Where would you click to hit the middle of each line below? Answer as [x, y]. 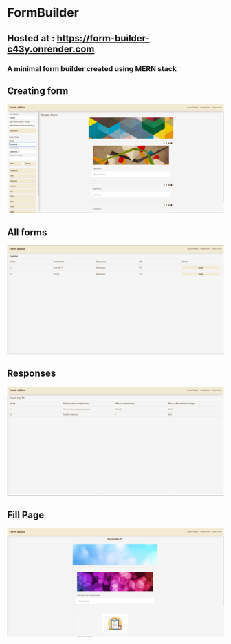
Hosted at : [31, 38]
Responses [32, 374]
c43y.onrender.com [51, 49]
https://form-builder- [103, 38]
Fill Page [26, 515]
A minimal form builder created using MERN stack [92, 68]
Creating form [38, 91]
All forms [27, 232]
